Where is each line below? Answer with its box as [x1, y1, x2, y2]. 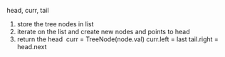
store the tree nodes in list [16, 20, 94, 28]
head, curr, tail [6, 6, 49, 14]
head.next [16, 43, 47, 51]
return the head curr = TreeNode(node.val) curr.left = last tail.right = [16, 35, 219, 43]
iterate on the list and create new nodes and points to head [16, 28, 190, 36]
